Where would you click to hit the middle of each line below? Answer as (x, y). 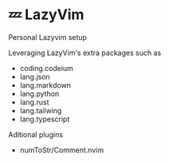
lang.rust (34, 102)
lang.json (35, 77)
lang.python (39, 93)
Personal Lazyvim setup (48, 37)
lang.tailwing (41, 110)
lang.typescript (45, 119)
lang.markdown (45, 85)
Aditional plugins (36, 134)
